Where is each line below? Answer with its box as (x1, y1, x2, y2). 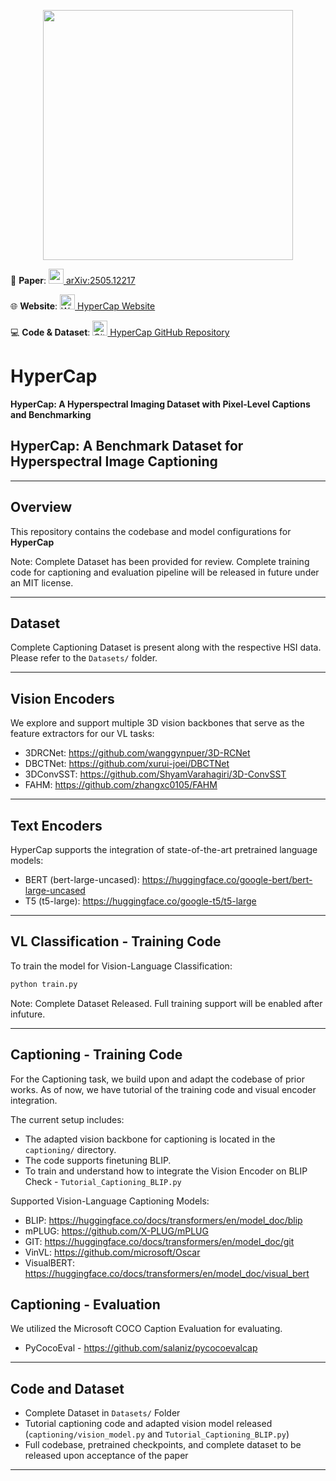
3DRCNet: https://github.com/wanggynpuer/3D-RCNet (24, 747, 251, 759)
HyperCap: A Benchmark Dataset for (10, 438, 244, 455)
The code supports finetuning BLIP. (24, 1154, 172, 1166)
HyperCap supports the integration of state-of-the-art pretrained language (10, 844, 318, 855)
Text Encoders (10, 817, 103, 834)
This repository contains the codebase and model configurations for (10, 525, 292, 537)
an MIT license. (10, 576, 74, 589)
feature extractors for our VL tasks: (10, 728, 155, 740)
